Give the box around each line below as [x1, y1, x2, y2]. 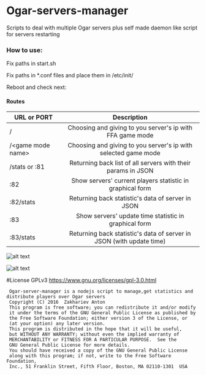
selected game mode [99, 149, 161, 157]
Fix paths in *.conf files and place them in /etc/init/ [6, 72, 134, 79]
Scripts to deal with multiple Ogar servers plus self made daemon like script [6, 24, 198, 31]
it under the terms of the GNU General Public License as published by [9, 310, 196, 316]
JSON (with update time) [94, 237, 166, 245]
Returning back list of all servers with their [69, 159, 191, 168]
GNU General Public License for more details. [9, 342, 131, 349]
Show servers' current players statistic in [71, 176, 189, 185]
